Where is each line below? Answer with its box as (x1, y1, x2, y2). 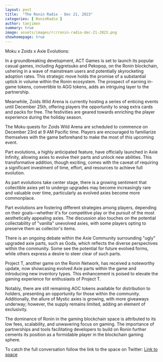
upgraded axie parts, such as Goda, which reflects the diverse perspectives (5, 240, 158, 246)
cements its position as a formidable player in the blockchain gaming (5, 332, 143, 337)
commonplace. (5, 195, 35, 201)
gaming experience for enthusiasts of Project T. (5, 276, 101, 282)
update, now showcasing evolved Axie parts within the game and (5, 265, 137, 271)
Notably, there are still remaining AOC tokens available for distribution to (5, 285, 151, 291)
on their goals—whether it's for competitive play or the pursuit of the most (5, 210, 155, 215)
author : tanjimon (5, 21, 41, 26)
